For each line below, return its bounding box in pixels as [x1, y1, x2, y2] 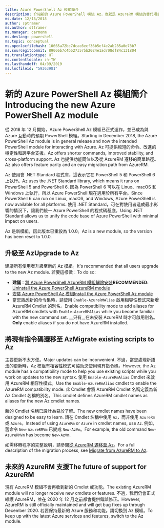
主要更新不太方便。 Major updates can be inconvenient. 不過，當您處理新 [5, 357, 151, 362]
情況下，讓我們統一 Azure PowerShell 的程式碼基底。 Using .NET [13, 207, 143, 213]
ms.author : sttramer [5, 25, 47, 30]
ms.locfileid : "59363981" [5, 66, 58, 71]
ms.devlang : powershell [5, 35, 54, 40]
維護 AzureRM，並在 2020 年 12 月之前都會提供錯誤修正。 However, [5, 496, 141, 502]
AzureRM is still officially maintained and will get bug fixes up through [5, 502, 145, 508]
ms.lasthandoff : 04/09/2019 [5, 62, 62, 66]
